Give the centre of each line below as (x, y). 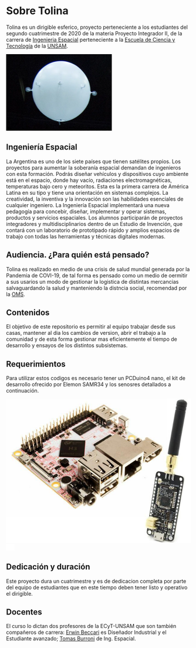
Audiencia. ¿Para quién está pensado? (78, 255)
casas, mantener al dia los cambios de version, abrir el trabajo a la (86, 333)
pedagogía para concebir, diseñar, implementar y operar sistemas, (86, 211)
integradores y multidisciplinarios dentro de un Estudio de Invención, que (94, 224)
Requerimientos (36, 364)
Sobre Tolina (37, 11)
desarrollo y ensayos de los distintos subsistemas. (67, 345)
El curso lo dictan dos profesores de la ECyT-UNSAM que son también (91, 626)
